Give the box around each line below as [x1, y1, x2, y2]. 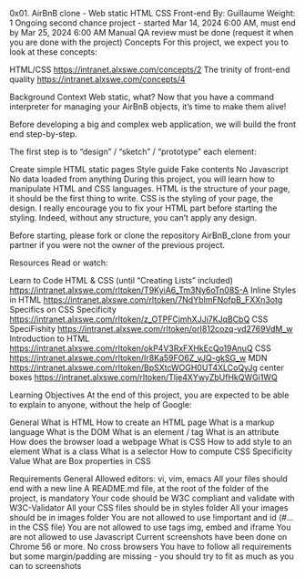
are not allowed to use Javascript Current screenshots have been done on [9, 532, 288, 542]
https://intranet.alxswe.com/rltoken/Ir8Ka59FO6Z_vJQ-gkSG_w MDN [9, 353, 268, 363]
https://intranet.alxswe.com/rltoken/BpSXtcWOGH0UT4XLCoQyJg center [9, 362, 284, 373]
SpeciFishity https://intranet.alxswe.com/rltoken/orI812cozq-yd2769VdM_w [9, 324, 293, 334]
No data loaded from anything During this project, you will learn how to [9, 173, 275, 184]
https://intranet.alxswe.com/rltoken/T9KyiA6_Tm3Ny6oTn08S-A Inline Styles [9, 284, 297, 295]
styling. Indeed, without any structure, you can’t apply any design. [9, 212, 258, 222]
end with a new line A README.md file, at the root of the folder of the [9, 483, 269, 493]
